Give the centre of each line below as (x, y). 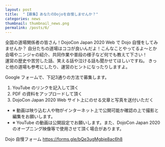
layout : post (18, 10)
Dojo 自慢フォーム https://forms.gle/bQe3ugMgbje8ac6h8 (64, 139)
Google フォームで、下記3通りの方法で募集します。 (57, 77)
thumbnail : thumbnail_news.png (37, 23)
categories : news (23, 19)
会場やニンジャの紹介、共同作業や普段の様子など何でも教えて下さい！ (76, 55)
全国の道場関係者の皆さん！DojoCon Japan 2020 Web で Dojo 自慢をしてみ (82, 43)
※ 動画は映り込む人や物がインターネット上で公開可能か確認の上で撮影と (85, 110)
